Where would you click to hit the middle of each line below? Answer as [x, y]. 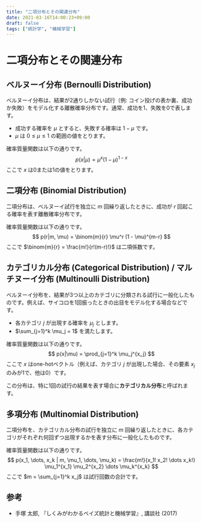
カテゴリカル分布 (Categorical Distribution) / [91, 268]
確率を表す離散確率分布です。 [48, 214]
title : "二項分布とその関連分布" [43, 12]
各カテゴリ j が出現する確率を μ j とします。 [68, 323]
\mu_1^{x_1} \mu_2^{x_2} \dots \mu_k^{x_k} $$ [101, 466]
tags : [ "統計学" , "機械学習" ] [41, 29]
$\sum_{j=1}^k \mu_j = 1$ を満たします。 [65, 331]
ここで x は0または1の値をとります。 [51, 169]
